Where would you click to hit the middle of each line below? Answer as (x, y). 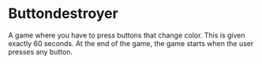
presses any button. (41, 52)
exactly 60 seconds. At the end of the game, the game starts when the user (131, 43)
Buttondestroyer (63, 14)
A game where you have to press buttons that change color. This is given (127, 35)
